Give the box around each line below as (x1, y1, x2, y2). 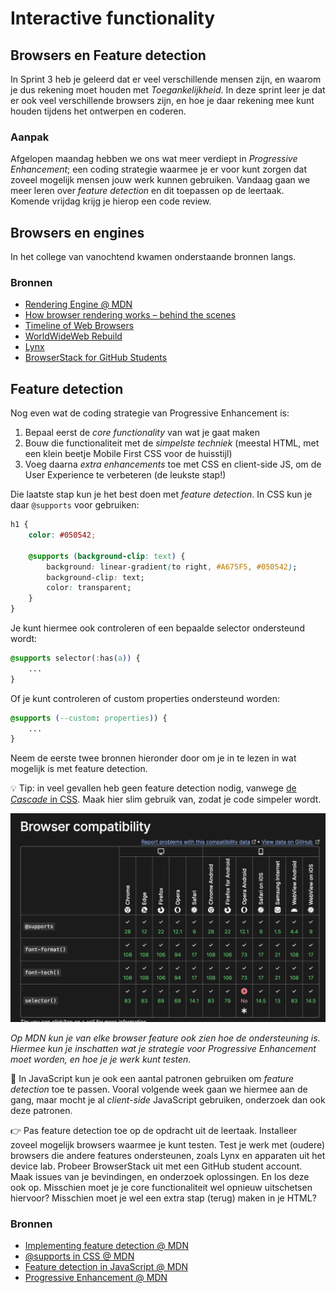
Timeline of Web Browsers (24, 320, 135, 332)
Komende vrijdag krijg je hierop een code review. (10, 195, 212, 207)
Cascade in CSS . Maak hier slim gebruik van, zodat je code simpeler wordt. (10, 793, 322, 806)
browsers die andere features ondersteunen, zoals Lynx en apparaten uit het (10, 1150, 326, 1162)
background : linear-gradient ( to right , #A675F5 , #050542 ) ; (46, 562, 298, 572)
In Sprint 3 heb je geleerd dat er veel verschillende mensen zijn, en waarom (10, 73, 322, 85)
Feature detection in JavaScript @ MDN (24, 1261, 189, 1273)
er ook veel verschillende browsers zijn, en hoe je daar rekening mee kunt (10, 95, 315, 106)
